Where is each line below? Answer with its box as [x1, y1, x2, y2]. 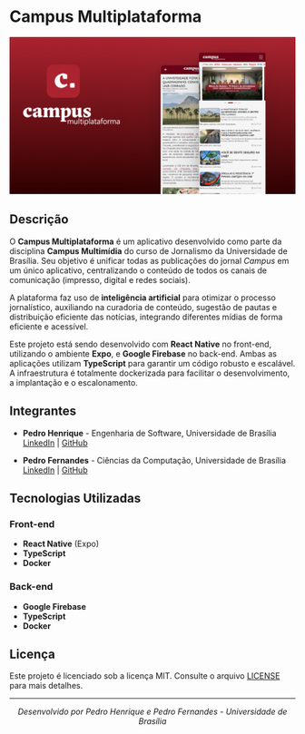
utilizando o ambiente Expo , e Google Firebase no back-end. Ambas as [9, 347, 277, 359]
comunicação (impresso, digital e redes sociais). [9, 274, 191, 285]
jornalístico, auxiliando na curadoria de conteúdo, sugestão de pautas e [9, 301, 278, 312]
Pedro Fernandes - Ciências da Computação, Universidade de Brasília [22, 455, 287, 465]
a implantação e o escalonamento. [9, 377, 138, 387]
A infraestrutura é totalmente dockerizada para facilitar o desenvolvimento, [9, 367, 290, 378]
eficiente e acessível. [9, 320, 89, 332]
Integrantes [9, 404, 77, 419]
